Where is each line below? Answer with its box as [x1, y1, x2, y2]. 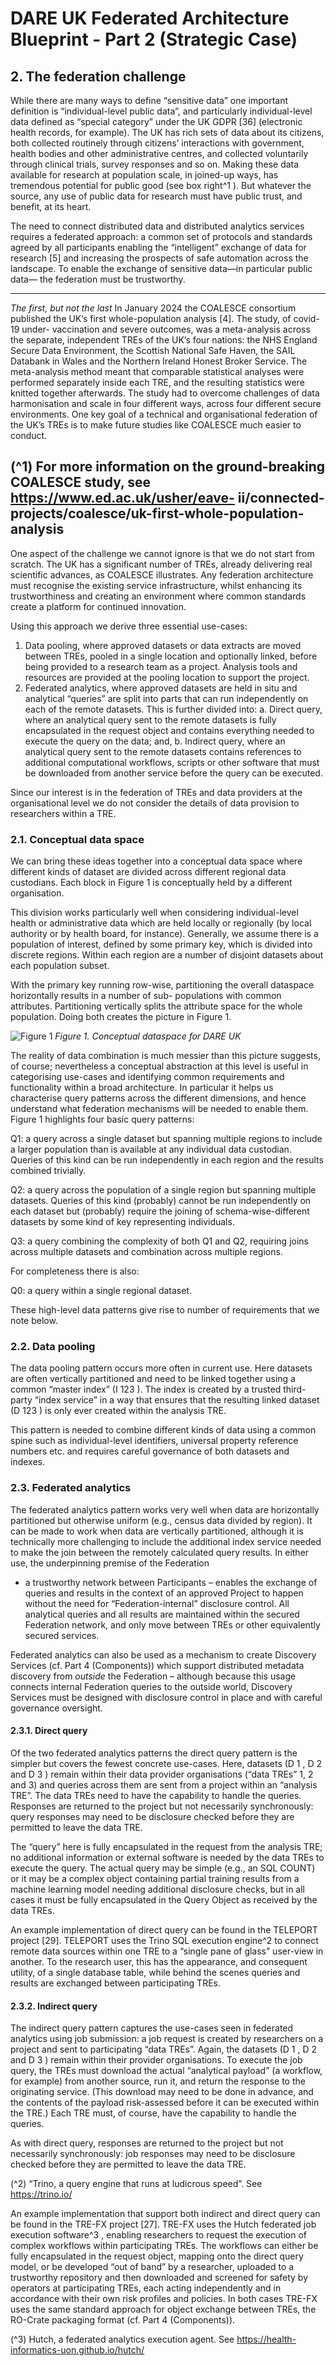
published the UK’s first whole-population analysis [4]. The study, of [10, 313, 292, 324]
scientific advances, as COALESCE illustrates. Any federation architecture [10, 568, 314, 581]
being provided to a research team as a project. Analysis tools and [24, 660, 298, 672]
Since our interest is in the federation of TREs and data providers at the [10, 786, 303, 798]
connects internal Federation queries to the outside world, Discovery [10, 1680, 293, 1692]
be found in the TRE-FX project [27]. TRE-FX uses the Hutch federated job [10, 2218, 317, 2231]
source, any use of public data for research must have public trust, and [10, 190, 303, 202]
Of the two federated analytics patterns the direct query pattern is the [10, 1747, 298, 1759]
